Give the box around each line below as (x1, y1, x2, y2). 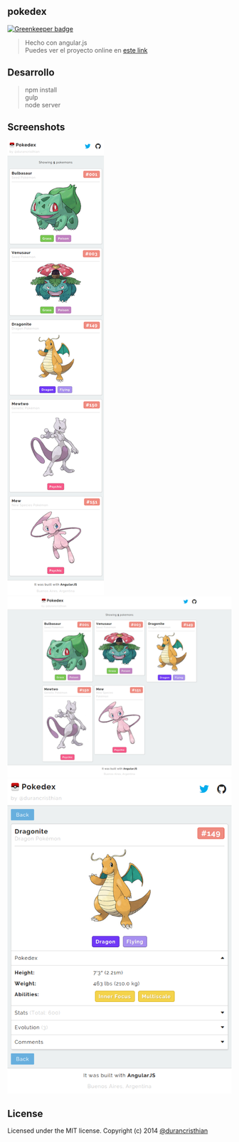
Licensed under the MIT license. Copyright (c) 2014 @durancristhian (7, 1126, 208, 1135)
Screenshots (7, 121, 65, 134)
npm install (24, 85, 58, 94)
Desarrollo (7, 67, 55, 79)
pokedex (7, 6, 47, 18)
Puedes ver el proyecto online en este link (24, 46, 148, 54)
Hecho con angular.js (24, 38, 87, 47)
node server (24, 100, 61, 109)
